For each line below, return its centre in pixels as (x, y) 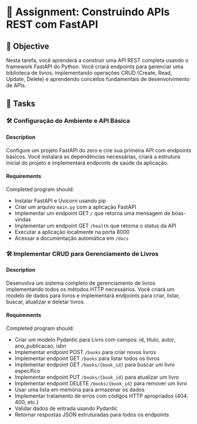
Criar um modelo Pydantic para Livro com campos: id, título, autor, (95, 340)
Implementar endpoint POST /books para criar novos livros (85, 352)
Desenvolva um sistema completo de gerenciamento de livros (81, 283)
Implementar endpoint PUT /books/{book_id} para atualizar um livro (97, 377)
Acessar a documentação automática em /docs (72, 238)
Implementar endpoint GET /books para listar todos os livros (87, 359)
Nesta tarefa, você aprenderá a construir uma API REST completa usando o (97, 60)
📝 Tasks (21, 104)
